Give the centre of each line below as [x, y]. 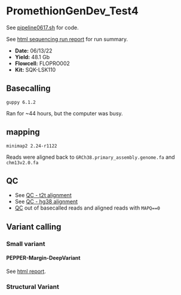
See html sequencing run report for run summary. [67, 39]
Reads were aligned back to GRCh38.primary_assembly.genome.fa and [90, 157]
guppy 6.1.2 [21, 102]
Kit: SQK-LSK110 [35, 69]
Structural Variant [33, 287]
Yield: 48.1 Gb [32, 57]
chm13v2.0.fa [22, 162]
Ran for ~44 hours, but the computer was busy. [65, 113]
